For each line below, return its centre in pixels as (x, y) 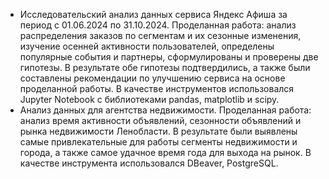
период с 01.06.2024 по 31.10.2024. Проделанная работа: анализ (158, 25)
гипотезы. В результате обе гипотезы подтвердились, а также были (165, 67)
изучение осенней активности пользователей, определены (147, 46)
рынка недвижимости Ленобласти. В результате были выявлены (158, 131)
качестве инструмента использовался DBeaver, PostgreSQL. (149, 163)
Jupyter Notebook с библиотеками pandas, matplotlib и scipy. (149, 99)
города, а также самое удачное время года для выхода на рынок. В (165, 152)
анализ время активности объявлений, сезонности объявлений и (160, 120)
